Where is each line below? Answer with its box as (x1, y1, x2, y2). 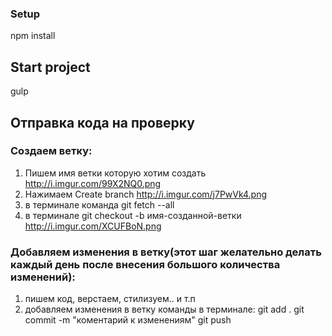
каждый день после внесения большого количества (10, 257, 281, 271)
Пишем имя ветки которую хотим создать (24, 167, 207, 179)
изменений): (10, 270, 76, 284)
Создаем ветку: (10, 144, 93, 158)
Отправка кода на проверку (10, 114, 195, 131)
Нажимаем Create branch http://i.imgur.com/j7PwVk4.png (24, 188, 268, 200)
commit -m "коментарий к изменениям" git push (24, 314, 232, 326)
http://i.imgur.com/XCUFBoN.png (24, 220, 162, 232)
